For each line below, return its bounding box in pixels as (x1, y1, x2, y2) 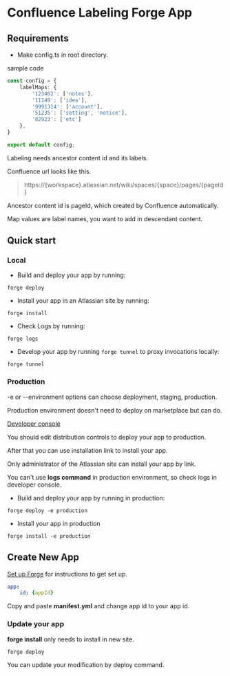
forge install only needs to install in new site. (7, 635, 134, 644)
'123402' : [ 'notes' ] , (32, 90, 94, 97)
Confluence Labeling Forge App (7, 5, 193, 21)
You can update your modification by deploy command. (7, 660, 165, 668)
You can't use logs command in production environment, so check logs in (7, 473, 217, 481)
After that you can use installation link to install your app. (7, 446, 168, 454)
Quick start (7, 235, 56, 247)
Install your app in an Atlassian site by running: (17, 297, 149, 305)
